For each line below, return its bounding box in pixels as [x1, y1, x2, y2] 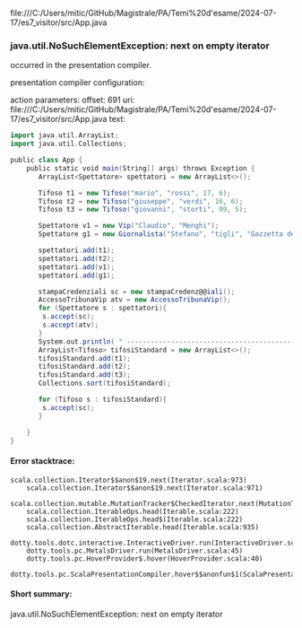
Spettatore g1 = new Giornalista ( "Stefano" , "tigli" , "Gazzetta [38, 230, 283, 239]
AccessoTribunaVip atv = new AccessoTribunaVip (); [38, 295, 231, 304]
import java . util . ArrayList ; [10, 131, 119, 140]
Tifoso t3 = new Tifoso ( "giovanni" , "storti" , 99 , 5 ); [38, 205, 247, 214]
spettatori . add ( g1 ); [38, 271, 116, 280]
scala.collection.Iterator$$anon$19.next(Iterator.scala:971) [26, 484, 263, 493]
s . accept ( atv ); [42, 320, 99, 330]
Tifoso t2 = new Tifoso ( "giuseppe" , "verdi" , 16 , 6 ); [38, 196, 244, 205]
